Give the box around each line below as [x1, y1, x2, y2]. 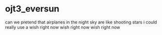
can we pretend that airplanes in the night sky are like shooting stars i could [5, 19, 157, 25]
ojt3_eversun [5, 3, 60, 14]
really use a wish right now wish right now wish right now [5, 24, 121, 30]
